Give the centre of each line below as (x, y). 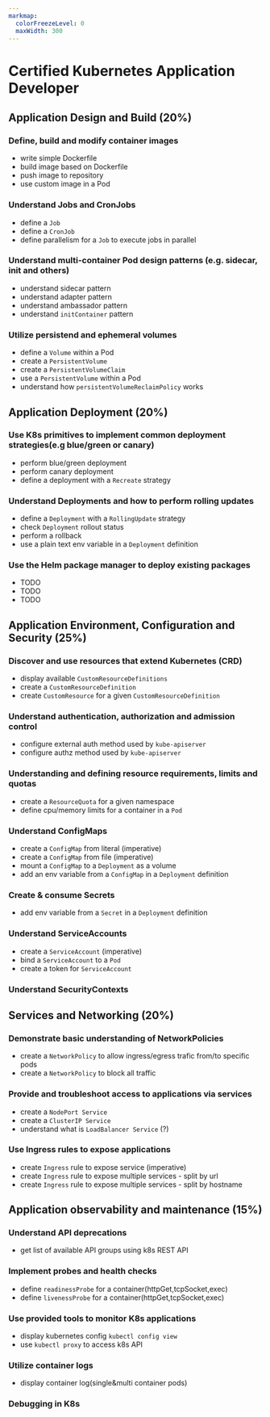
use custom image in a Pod (65, 184)
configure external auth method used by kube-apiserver (113, 744)
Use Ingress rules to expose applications (89, 1150)
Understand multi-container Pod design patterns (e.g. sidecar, (133, 261)
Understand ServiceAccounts (68, 933)
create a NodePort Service (63, 1112)
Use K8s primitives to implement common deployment (117, 435)
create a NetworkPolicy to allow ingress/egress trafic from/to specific (135, 1056)
